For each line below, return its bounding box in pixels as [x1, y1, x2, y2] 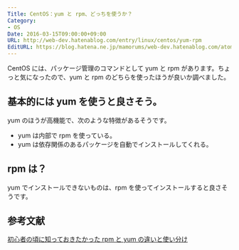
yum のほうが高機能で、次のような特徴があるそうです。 [7, 115, 171, 125]
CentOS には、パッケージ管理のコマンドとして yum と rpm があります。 [7, 64, 218, 72]
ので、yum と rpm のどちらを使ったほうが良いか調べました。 [51, 73, 230, 81]
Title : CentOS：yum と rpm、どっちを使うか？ [7, 10, 133, 18]
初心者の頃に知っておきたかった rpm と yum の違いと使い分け [7, 235, 188, 244]
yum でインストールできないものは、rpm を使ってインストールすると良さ [7, 183, 222, 192]
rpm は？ [7, 163, 48, 175]
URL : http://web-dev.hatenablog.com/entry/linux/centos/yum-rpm [7, 37, 202, 44]
